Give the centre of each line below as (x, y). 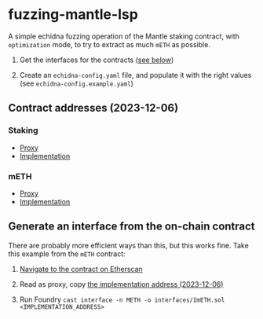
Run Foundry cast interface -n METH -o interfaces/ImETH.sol (122, 299)
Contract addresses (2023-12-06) (93, 108)
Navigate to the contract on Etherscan (81, 269)
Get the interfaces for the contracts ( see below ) (97, 60)
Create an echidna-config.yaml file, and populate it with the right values (135, 75)
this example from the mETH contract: (67, 254)
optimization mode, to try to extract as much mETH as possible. (109, 44)
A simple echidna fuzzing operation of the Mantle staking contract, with (124, 36)
